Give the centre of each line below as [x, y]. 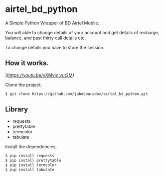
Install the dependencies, [31, 147]
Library [17, 110]
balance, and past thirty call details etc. [46, 38]
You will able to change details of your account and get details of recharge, [82, 32]
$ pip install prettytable [33, 161]
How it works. [27, 63]
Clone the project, [24, 85]
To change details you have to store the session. [55, 47]
